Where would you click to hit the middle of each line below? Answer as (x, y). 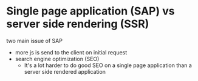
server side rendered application (65, 71)
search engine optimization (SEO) (57, 59)
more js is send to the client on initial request (71, 52)
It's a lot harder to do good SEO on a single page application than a (108, 65)
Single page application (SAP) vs (90, 11)
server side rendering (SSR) (78, 24)
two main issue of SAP (34, 40)
